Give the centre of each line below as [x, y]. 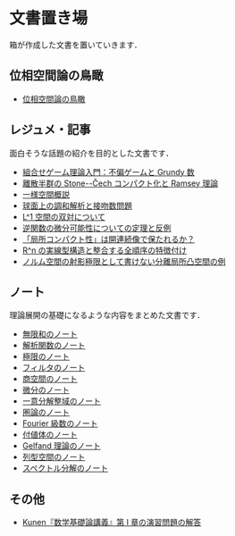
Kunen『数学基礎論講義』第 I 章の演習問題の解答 [112, 523]
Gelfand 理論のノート [61, 446]
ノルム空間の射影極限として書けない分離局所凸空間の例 [124, 261]
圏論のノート [46, 413]
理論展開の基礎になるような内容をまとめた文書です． [107, 315]
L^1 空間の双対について [63, 216]
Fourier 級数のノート [60, 423]
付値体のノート [50, 435]
